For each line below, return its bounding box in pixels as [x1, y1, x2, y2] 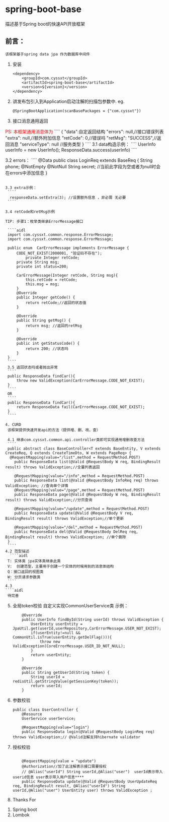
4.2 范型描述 [5, 548, 30, 554]
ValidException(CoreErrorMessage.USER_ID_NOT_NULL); [12, 644, 126, 649]
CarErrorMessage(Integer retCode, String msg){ [16, 273, 118, 278]
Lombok [12, 811, 30, 817]
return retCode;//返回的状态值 [25, 300, 87, 305]
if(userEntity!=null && [31, 630, 80, 636]
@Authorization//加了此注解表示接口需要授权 [22, 764, 107, 769]
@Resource [22, 712, 42, 717]
